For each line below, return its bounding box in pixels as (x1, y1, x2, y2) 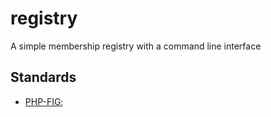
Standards (10, 69, 77, 86)
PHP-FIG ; (24, 95, 64, 107)
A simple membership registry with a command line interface (10, 40, 262, 52)
